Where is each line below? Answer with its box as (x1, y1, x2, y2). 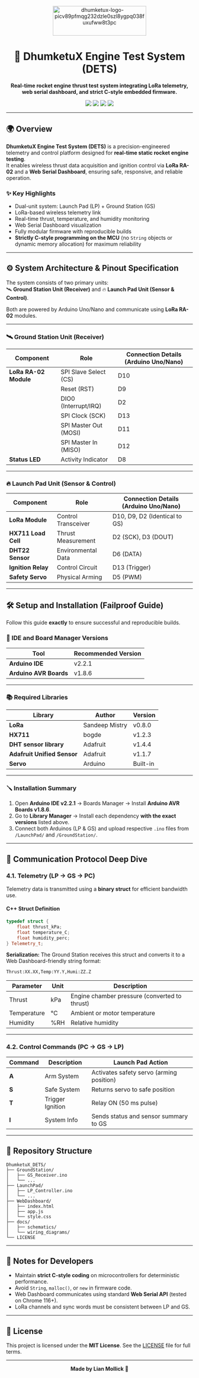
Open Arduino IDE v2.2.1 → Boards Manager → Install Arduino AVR (14, 800, 180, 807)
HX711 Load (9, 529, 46, 537)
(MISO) (60, 446, 81, 454)
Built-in (133, 759, 155, 768)
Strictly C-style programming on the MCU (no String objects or (14, 235, 173, 242)
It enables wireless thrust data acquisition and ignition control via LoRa (6, 161, 179, 169)
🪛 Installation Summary (6, 784, 77, 792)
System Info (44, 1116, 78, 1124)
